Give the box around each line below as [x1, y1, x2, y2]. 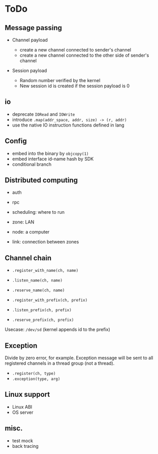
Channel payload [12, 37, 48, 43]
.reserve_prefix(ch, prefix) [12, 317, 74, 323]
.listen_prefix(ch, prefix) [12, 308, 72, 313]
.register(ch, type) [12, 371, 56, 376]
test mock [12, 437, 34, 444]
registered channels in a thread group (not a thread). [5, 360, 115, 366]
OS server [12, 409, 34, 415]
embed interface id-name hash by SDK [12, 156, 94, 162]
